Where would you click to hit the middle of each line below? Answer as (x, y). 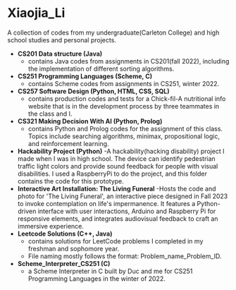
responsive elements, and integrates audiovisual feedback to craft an (118, 218)
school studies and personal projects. (62, 40)
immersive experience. (51, 226)
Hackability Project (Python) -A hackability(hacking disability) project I (121, 151)
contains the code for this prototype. (71, 181)
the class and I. (50, 114)
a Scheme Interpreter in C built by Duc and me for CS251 (110, 271)
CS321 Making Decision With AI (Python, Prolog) (90, 121)
